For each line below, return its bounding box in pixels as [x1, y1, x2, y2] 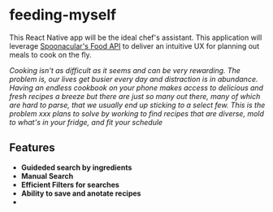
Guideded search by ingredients [20, 162, 132, 172]
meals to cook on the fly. [9, 50, 92, 59]
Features [9, 141, 55, 155]
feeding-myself [9, 6, 117, 24]
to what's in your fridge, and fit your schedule [9, 117, 163, 127]
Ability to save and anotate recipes [20, 188, 141, 198]
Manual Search [20, 171, 74, 180]
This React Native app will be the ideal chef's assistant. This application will [9, 32, 262, 42]
